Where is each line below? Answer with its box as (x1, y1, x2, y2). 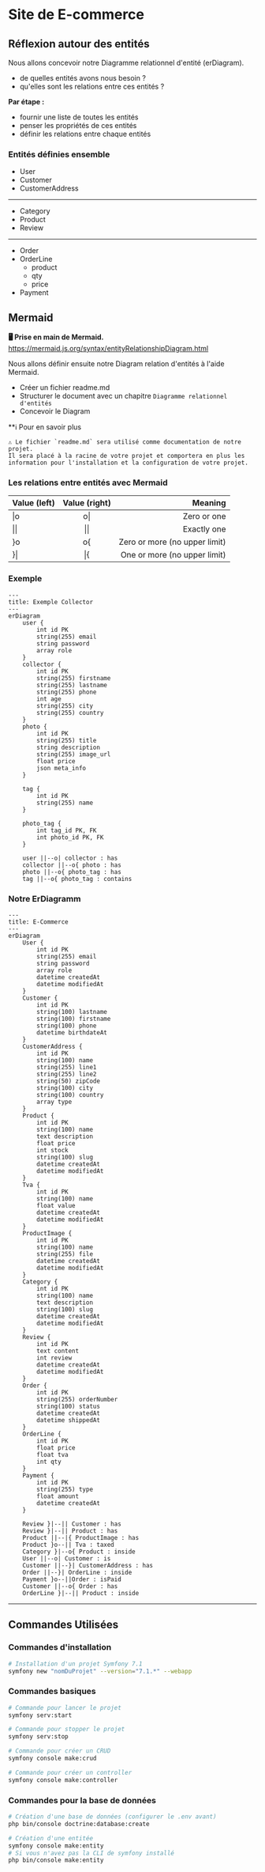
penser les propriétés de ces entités (19, 121, 137, 130)
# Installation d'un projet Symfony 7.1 (8, 1659, 144, 1668)
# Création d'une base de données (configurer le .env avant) (8, 1813, 217, 1821)
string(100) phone (36, 1022, 97, 1030)
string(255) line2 (36, 1070, 97, 1078)
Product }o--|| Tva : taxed (22, 1541, 114, 1549)
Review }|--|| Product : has (22, 1527, 118, 1535)
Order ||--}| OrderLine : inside (22, 1568, 132, 1576)
